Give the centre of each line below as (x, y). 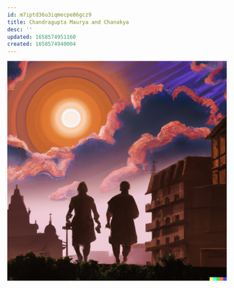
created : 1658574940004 (42, 44)
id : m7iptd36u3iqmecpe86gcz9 (49, 15)
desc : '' (20, 29)
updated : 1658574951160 (42, 37)
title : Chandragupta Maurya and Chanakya (68, 22)
